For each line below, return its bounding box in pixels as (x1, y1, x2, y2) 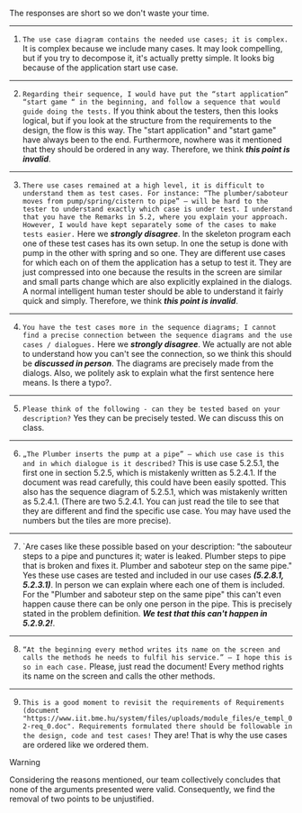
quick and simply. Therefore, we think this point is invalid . (22, 296, 238, 306)
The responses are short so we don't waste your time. (9, 8, 209, 18)
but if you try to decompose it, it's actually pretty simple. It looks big (22, 53, 275, 63)
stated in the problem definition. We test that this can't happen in (22, 608, 268, 618)
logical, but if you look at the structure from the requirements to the (22, 115, 272, 125)
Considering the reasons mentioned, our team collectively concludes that (9, 774, 281, 785)
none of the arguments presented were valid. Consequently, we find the (9, 784, 276, 794)
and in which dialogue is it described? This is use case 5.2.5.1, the (22, 458, 280, 468)
